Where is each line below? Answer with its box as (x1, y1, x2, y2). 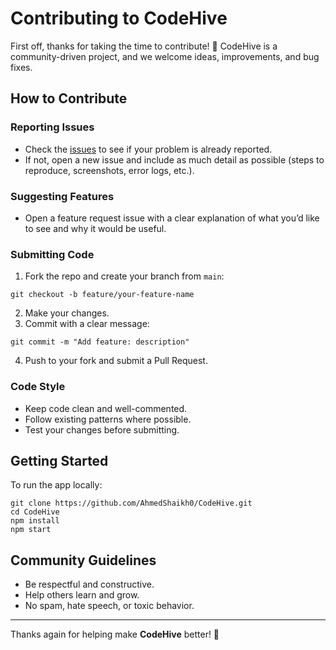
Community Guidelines (10, 552, 157, 569)
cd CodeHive (10, 507, 60, 517)
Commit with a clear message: (24, 318, 150, 330)
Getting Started (10, 452, 109, 469)
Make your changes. (24, 307, 110, 319)
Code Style (10, 380, 66, 394)
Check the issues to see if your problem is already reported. (24, 143, 273, 155)
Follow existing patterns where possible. (24, 413, 192, 425)
